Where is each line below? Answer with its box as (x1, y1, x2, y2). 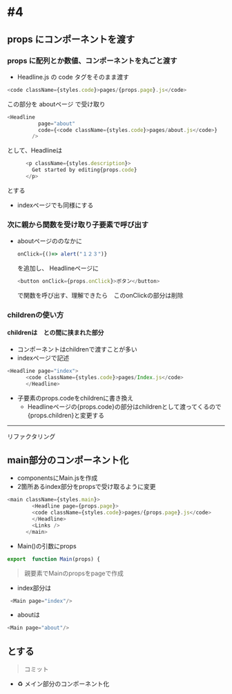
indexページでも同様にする (17, 201, 94, 209)
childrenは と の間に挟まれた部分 (7, 329, 104, 337)
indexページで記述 (17, 354, 70, 363)
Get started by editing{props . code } (32, 166, 137, 173)
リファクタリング (7, 432, 56, 441)
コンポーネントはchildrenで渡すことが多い (17, 345, 137, 354)
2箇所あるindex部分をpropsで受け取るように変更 (17, 483, 157, 491)
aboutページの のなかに (17, 237, 83, 245)
